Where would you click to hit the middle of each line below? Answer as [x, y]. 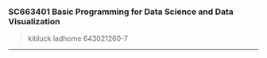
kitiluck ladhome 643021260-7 [78, 38]
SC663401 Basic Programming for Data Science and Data [121, 12]
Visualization [34, 21]
